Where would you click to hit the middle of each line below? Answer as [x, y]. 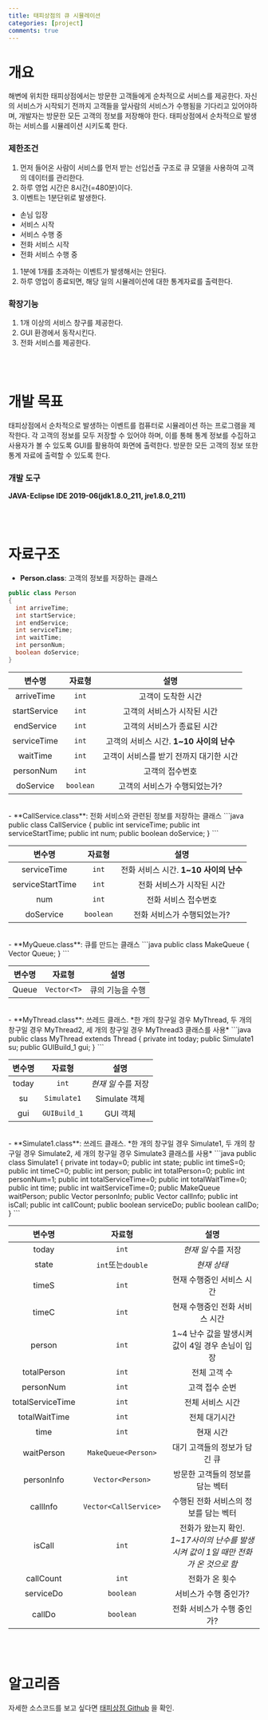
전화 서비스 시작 [44, 244]
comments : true [33, 30]
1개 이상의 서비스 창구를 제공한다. [71, 322]
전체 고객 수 [212, 1372]
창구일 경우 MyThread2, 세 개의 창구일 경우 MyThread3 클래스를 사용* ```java [130, 1029]
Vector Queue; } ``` [39, 953]
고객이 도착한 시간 [170, 696]
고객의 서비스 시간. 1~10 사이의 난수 [170, 741]
